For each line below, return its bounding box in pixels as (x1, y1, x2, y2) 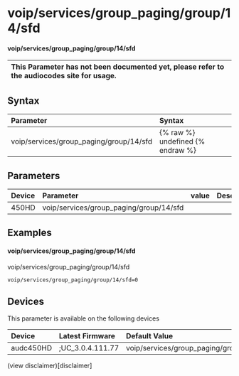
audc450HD (11, 343, 52, 353)
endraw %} (159, 146, 197, 156)
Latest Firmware (58, 331, 116, 341)
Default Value (125, 331, 173, 341)
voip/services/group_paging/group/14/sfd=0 (7, 276, 139, 284)
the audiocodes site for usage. (11, 71, 117, 81)
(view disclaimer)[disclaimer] (7, 361, 92, 370)
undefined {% (159, 136, 206, 146)
